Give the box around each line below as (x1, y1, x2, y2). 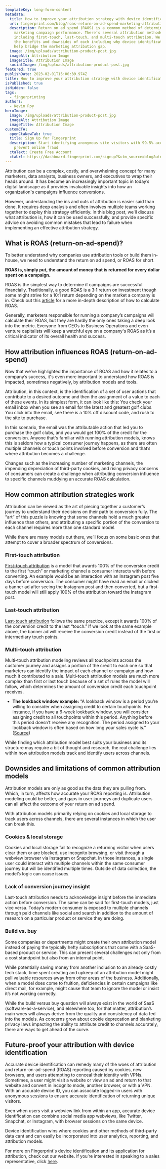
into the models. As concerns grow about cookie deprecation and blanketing (5, 1016, 161, 1022)
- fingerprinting (9, 94, 45, 99)
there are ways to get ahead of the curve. (5, 1026, 90, 1032)
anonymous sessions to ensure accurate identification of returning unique (5, 1093, 156, 1099)
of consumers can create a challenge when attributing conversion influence (5, 471, 160, 477)
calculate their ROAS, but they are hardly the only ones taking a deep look (5, 317, 156, 324)
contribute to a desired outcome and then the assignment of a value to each (5, 394, 160, 400)
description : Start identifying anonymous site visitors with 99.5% (9, 140, 154, 146)
